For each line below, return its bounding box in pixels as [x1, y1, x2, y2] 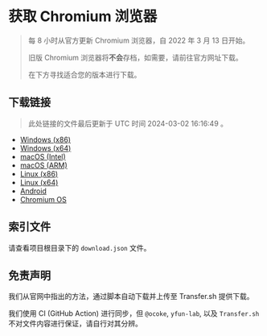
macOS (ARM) [19, 160, 68, 170]
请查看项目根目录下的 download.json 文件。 [8, 243, 151, 252]
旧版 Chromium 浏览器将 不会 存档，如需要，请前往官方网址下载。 [27, 52, 243, 62]
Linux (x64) [19, 177, 59, 187]
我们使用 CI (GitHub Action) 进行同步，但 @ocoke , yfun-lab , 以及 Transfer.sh [8, 309, 260, 318]
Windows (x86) [19, 135, 71, 144]
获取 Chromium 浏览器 [8, 7, 158, 26]
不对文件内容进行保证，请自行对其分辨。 [8, 319, 142, 329]
